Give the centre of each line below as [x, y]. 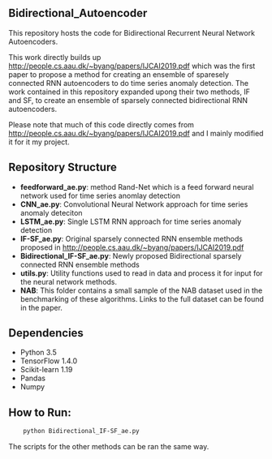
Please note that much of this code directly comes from [101, 124]
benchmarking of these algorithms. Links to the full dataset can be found [142, 298]
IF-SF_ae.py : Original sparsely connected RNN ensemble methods [132, 238]
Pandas [33, 378]
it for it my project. [39, 142]
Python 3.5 [38, 353]
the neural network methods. [69, 281]
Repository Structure [63, 167]
